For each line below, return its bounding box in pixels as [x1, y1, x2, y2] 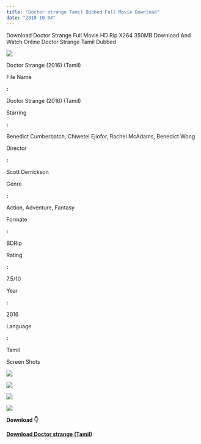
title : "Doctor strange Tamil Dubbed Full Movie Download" [6, 9, 160, 15]
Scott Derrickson [6, 168, 49, 175]
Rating [6, 251, 23, 258]
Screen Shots [6, 358, 41, 365]
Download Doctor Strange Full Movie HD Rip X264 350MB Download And [6, 31, 191, 39]
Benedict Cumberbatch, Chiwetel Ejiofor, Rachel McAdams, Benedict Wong [6, 132, 196, 140]
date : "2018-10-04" [6, 15, 56, 21]
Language [6, 322, 32, 329]
